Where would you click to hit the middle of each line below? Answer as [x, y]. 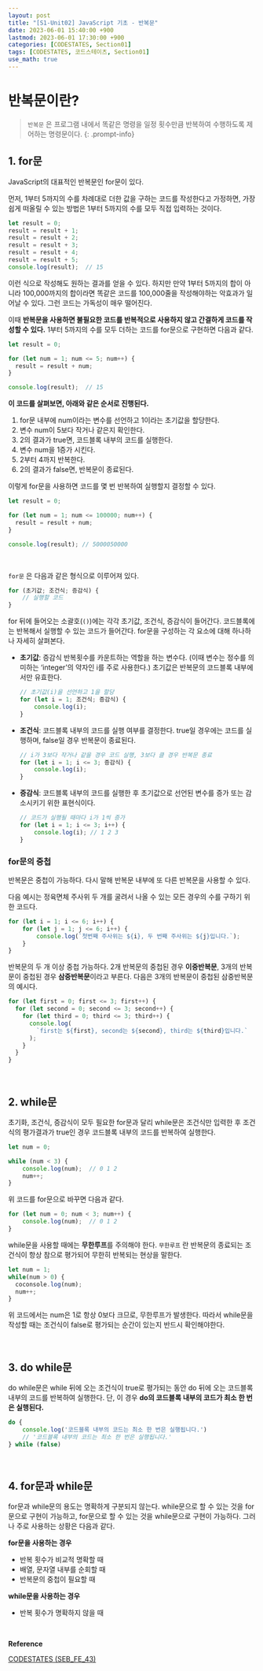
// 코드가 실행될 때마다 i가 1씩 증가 [72, 818]
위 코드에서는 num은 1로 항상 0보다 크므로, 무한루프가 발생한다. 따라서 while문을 [131, 1315]
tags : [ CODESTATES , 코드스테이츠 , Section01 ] [79, 52]
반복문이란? [44, 101]
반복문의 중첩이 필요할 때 [57, 1580]
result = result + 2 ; [44, 238]
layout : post [29, 15]
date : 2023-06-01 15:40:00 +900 [61, 30]
